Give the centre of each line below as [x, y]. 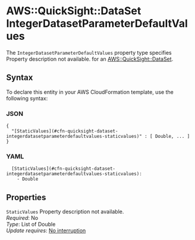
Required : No [22, 218]
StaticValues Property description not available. [65, 211]
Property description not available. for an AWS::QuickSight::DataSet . [90, 59]
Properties [26, 197]
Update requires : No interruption [46, 230]
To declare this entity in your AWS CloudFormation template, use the [90, 92]
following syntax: [27, 98]
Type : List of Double [31, 225]
